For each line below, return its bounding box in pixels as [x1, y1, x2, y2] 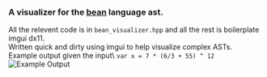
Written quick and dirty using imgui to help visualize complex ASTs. [8, 42, 233, 52]
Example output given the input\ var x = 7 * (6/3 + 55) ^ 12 [8, 51, 215, 61]
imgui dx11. [8, 33, 45, 43]
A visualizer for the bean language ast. [8, 6, 163, 18]
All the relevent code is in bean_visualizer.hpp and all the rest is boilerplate [8, 25, 260, 35]
